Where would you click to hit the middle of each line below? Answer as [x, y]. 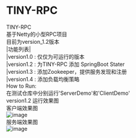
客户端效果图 [22, 108]
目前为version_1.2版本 [33, 41]
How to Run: [22, 86]
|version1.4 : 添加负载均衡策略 [43, 79]
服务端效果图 [22, 122]
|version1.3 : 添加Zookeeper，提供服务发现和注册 [67, 71]
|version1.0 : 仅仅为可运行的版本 [46, 56]
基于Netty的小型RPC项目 [37, 34]
